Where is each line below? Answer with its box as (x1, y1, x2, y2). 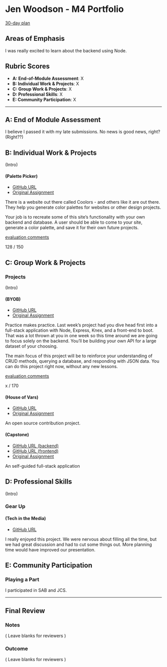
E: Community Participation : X (12, 96, 76, 103)
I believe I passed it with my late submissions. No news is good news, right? (5, 129, 161, 135)
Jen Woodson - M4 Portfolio (5, 3, 124, 15)
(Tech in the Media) (5, 516, 46, 522)
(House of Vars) (5, 394, 39, 400)
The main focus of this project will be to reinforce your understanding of (5, 353, 153, 359)
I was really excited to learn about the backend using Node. (5, 47, 127, 53)
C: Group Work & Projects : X (12, 86, 72, 92)
